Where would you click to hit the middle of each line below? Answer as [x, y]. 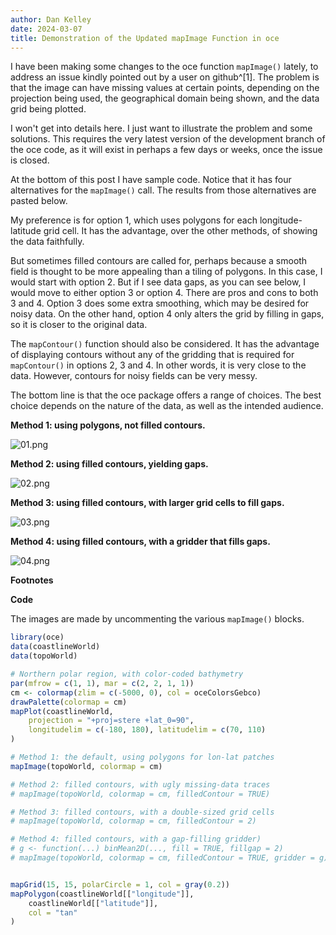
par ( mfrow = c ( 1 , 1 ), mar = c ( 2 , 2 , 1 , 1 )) [102, 683]
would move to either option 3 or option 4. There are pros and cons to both [164, 293]
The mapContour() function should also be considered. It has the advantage [165, 344]
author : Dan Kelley [51, 19]
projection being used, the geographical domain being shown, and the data [165, 98]
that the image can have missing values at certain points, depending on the [165, 88]
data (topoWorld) [44, 656]
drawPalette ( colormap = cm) [69, 702]
